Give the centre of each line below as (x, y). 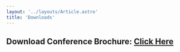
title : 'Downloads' (31, 17)
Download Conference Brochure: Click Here (90, 42)
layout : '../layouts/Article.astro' (52, 12)
